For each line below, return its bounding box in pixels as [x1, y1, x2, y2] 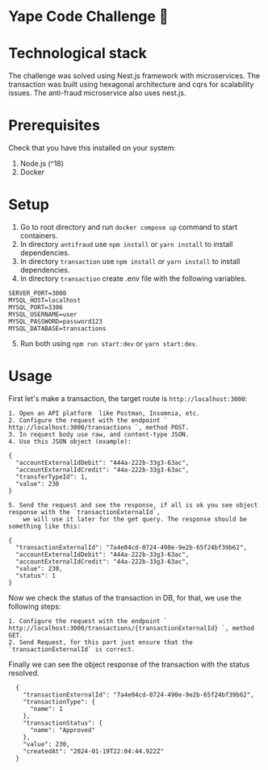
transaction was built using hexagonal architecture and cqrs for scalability [8, 80, 254, 90]
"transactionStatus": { [23, 718, 103, 727]
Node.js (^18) [19, 159, 65, 169]
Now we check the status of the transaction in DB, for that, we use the [8, 592, 242, 602]
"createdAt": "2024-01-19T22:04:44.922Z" [23, 747, 164, 755]
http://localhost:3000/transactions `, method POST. [8, 423, 190, 431]
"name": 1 [29, 705, 63, 713]
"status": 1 [15, 571, 57, 580]
